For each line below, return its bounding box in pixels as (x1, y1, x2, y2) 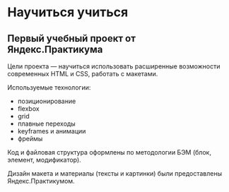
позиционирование (17, 97, 76, 105)
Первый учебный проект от (7, 32, 136, 44)
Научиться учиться (7, 4, 129, 20)
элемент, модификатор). (7, 156, 81, 164)
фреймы (17, 135, 43, 143)
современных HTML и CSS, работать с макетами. (7, 70, 158, 78)
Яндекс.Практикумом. (7, 177, 76, 185)
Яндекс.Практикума (7, 43, 103, 55)
